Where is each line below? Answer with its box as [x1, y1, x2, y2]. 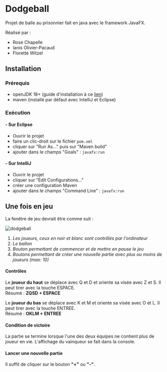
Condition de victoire [5, 322, 50, 328]
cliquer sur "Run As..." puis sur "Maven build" [12, 143, 107, 149]
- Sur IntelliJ [5, 160, 32, 166]
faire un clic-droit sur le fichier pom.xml [12, 138, 93, 144]
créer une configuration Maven [12, 182, 77, 188]
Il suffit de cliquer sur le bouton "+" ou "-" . [5, 361, 95, 367]
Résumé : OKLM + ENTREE [5, 311, 62, 317]
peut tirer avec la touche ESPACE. [5, 284, 76, 290]
